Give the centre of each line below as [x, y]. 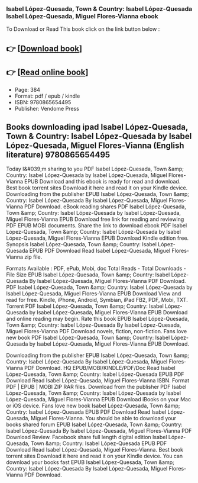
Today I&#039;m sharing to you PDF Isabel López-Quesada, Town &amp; [95, 169]
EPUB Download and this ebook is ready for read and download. [103, 182]
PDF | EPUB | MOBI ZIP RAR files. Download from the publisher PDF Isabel [96, 387]
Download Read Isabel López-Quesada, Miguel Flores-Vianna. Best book [95, 450]
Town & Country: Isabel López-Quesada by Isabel [99, 136]
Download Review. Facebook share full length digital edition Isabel [87, 437]
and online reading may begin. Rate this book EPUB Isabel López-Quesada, [98, 319]
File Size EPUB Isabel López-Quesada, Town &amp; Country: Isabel [88, 275]
